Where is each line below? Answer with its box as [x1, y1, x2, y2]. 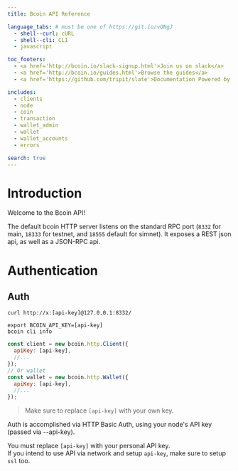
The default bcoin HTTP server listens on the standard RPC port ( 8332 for [7, 222, 222, 231]
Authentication [7, 263, 98, 278]
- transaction [13, 115, 55, 122]
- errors [13, 142, 40, 149]
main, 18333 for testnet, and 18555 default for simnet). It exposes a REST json [7, 230, 232, 238]
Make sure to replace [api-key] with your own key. [24, 406, 174, 415]
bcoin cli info [7, 328, 53, 335]
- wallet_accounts [13, 134, 69, 142]
